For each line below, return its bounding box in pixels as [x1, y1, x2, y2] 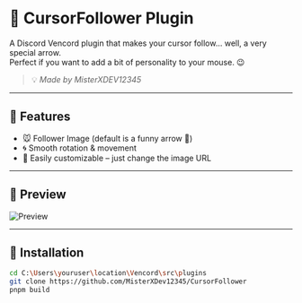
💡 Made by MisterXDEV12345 [31, 74, 142, 84]
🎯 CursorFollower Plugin [9, 8, 195, 29]
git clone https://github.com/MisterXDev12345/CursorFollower [9, 277, 247, 286]
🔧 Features [9, 109, 71, 125]
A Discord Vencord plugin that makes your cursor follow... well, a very [9, 38, 267, 48]
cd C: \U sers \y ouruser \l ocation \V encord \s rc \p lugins [9, 269, 207, 278]
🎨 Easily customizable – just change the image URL [22, 152, 212, 163]
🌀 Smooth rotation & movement [22, 143, 138, 153]
